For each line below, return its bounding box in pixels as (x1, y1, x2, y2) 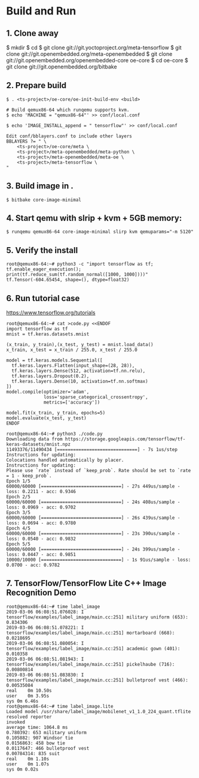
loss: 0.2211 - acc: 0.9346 (6, 489, 76, 495)
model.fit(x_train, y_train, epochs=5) (6, 410, 106, 416)
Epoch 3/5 (6, 510, 31, 516)
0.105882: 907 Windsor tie (6, 735, 74, 741)
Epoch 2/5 (6, 494, 31, 500)
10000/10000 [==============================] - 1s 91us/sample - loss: (6, 557, 191, 563)
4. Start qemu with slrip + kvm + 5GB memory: (6, 213, 182, 223)
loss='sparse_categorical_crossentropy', (44, 394, 148, 400)
